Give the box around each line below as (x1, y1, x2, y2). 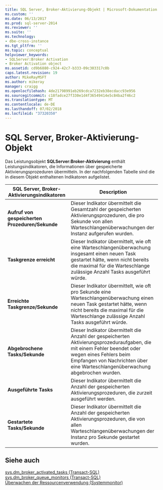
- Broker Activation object (5, 61, 62, 66)
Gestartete (7, 419, 33, 425)
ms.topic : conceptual (5, 48, 49, 52)
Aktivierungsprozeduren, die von (70, 415, 146, 422)
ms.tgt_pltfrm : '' (5, 43, 42, 48)
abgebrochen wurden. (70, 369, 121, 376)
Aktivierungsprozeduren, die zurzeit (70, 389, 152, 396)
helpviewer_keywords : (5, 52, 49, 57)
